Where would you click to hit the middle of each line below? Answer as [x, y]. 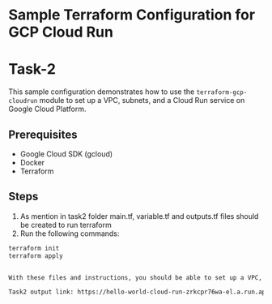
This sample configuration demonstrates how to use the [102, 92]
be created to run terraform [66, 225]
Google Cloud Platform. [47, 109]
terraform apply [36, 256]
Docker [32, 162]
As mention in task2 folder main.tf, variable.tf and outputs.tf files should [139, 216]
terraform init [34, 248]
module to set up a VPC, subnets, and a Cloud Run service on [142, 101]
